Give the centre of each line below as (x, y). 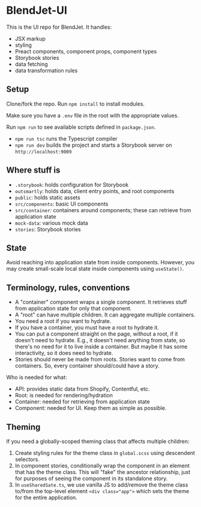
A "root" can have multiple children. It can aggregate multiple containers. (105, 315)
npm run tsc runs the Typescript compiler (66, 138)
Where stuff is (33, 170)
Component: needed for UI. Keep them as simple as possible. (91, 408)
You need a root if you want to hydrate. (63, 321)
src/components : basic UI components (61, 204)
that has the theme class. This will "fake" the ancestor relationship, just (103, 472)
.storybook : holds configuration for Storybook (72, 185)
